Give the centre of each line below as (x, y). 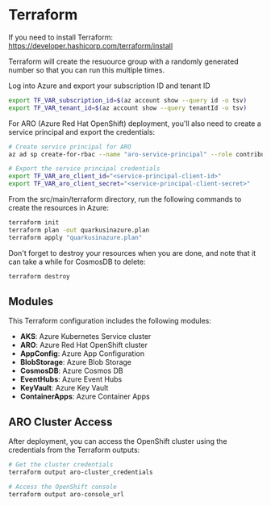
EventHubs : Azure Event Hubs (71, 379)
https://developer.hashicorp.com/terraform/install (91, 45)
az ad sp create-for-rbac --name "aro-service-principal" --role (120, 154)
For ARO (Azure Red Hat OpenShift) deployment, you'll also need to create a (135, 123)
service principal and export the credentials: (82, 132)
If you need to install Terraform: (60, 37)
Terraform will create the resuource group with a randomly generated (124, 61)
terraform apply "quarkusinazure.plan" (75, 237)
